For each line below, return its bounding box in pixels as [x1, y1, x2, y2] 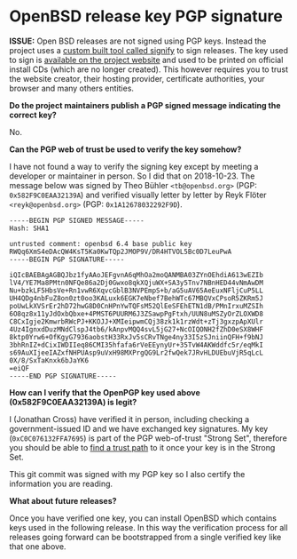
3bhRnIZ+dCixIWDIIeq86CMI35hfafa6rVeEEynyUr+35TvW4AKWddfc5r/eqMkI [9, 340, 264, 349]
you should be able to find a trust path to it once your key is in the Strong [9, 442, 276, 452]
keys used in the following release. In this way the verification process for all [9, 522, 288, 532]
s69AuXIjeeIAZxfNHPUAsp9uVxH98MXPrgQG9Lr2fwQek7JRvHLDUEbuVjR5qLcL [9, 348, 264, 357]
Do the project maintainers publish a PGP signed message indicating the [9, 100, 281, 110]
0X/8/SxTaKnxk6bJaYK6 [9, 355, 90, 365]
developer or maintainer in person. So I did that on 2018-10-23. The [9, 171, 255, 181]
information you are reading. [9, 478, 113, 489]
